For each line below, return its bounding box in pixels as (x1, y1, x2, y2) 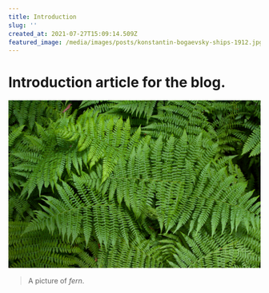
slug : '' (8, 21, 38, 30)
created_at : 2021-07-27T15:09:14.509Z (8, 30, 138, 38)
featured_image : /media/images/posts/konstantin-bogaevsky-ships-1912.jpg (8, 38, 263, 46)
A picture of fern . (27, 275, 85, 285)
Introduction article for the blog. (8, 73, 226, 92)
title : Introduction (8, 13, 78, 21)
